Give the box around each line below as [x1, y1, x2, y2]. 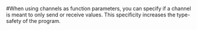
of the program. [22, 18, 61, 24]
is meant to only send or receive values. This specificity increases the [6, 11, 176, 18]
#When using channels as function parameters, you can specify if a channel [6, 5, 192, 12]
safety [6, 18, 22, 24]
